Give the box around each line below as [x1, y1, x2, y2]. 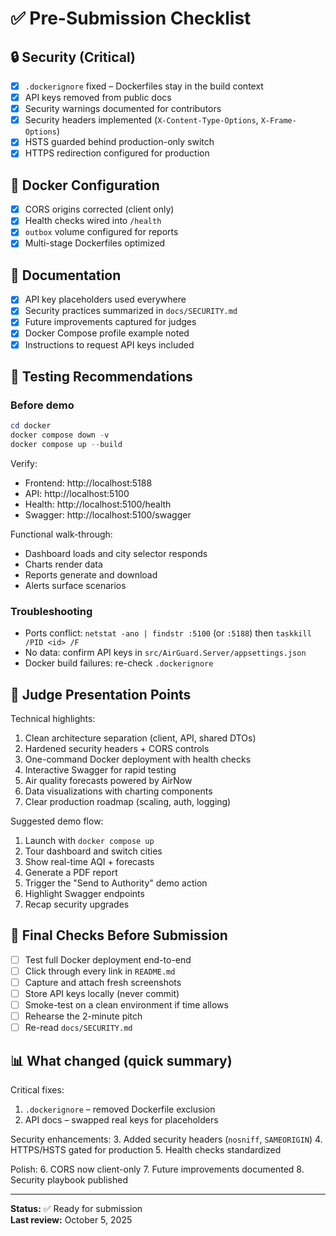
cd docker [10, 421, 52, 431]
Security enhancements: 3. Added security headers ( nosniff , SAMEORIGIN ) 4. [10, 1133, 323, 1146]
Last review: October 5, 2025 [10, 1214, 133, 1226]
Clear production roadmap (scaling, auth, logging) [24, 795, 232, 807]
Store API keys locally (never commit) [24, 987, 180, 999]
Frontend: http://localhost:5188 [24, 477, 153, 489]
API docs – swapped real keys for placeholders [24, 1114, 219, 1126]
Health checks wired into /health [24, 215, 162, 227]
